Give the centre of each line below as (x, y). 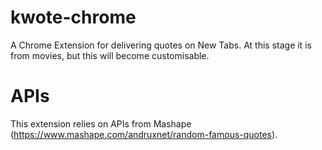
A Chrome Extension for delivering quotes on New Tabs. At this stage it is (161, 45)
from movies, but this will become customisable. (110, 55)
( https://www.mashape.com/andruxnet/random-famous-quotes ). (144, 134)
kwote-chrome (73, 17)
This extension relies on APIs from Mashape (101, 123)
